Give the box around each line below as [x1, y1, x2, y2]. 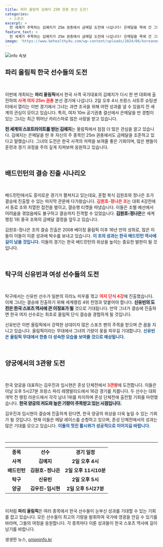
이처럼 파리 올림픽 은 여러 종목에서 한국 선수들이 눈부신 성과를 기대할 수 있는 [5, 508, 147, 514]
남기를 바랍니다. [5, 526, 35, 532]
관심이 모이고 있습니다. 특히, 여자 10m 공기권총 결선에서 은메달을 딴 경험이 [14, 110, 154, 116]
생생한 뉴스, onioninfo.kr [5, 537, 52, 542]
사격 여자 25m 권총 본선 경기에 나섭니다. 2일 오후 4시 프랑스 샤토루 [17, 98, 144, 103]
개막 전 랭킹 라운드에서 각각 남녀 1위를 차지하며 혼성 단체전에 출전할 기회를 [5, 394, 146, 400]
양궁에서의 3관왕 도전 [5, 359, 65, 367]
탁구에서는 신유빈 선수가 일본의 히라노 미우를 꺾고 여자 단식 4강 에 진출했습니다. [5, 293, 154, 299]
